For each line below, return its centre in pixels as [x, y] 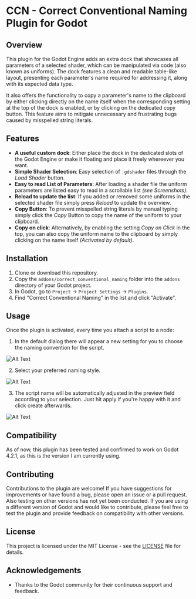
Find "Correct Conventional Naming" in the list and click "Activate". [95, 297]
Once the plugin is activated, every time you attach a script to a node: [90, 330]
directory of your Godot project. [53, 285]
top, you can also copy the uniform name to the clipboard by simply [96, 233]
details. [15, 552]
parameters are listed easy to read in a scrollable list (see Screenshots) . [101, 190]
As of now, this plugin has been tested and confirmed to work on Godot [92, 449]
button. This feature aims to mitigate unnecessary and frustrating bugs [92, 114]
